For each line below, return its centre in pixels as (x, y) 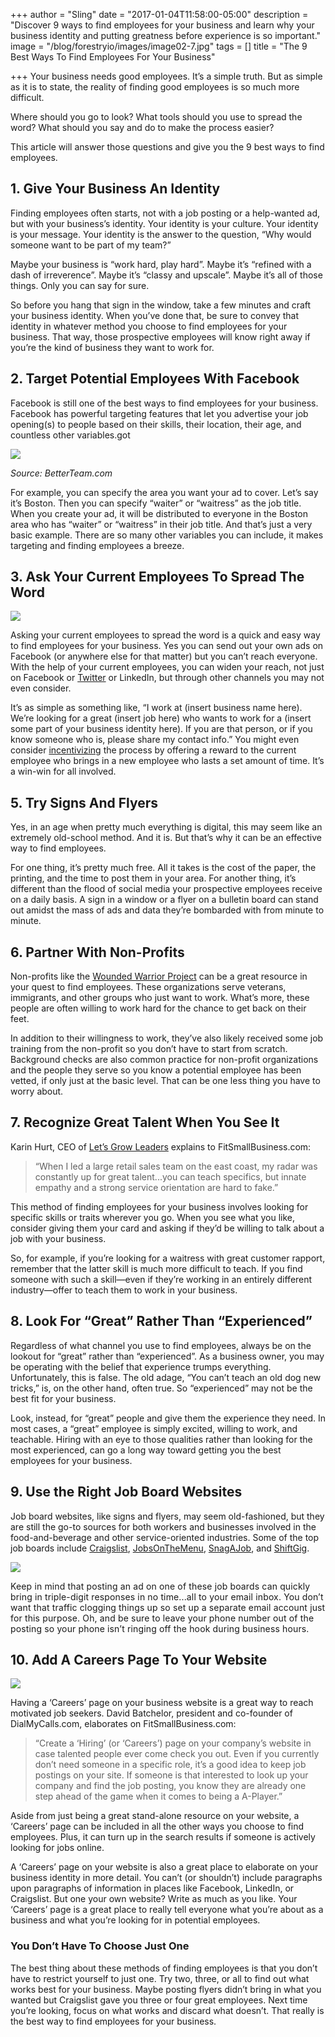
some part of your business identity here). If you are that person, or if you (161, 729)
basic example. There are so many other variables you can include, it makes (167, 535)
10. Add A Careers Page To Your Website (139, 1659)
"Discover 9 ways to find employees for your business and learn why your (162, 25)
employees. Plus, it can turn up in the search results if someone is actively (163, 1837)
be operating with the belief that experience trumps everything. (141, 1366)
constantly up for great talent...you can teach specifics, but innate (170, 1176)
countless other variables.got (70, 435)
